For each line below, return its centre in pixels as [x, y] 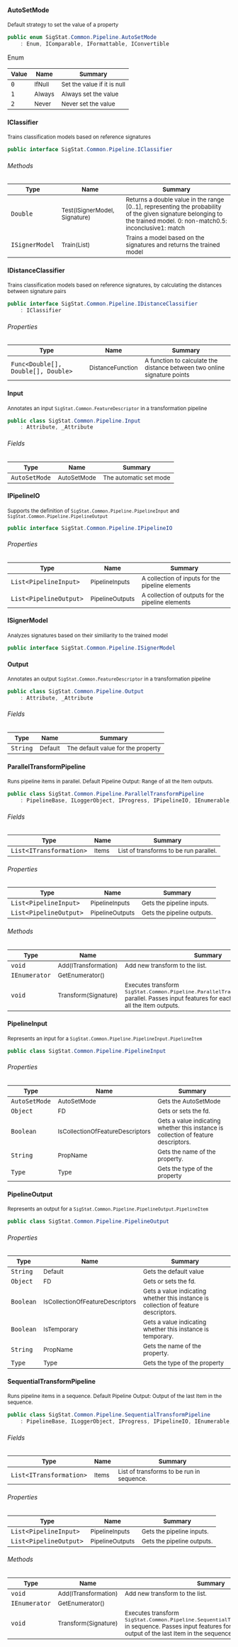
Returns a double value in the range [175, 200]
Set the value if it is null [93, 84]
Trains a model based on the [165, 238]
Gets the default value [173, 1272]
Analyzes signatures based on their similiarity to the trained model [88, 636]
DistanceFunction [114, 368]
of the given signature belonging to [174, 214]
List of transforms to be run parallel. [168, 851]
